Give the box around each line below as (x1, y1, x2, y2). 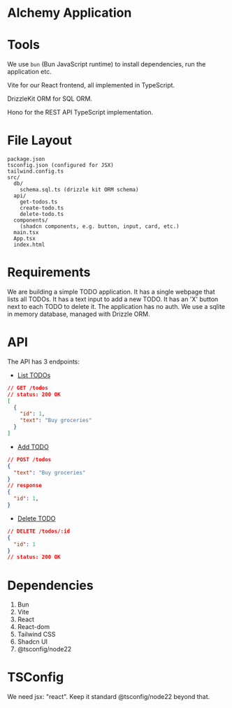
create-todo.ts (20, 205, 64, 212)
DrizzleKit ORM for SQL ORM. (7, 94, 93, 103)
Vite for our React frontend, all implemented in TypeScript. (7, 81, 175, 89)
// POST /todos (7, 456, 52, 463)
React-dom (17, 623, 50, 631)
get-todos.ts (20, 198, 58, 205)
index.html (13, 241, 45, 249)
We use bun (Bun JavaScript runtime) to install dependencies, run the (7, 60, 206, 68)
